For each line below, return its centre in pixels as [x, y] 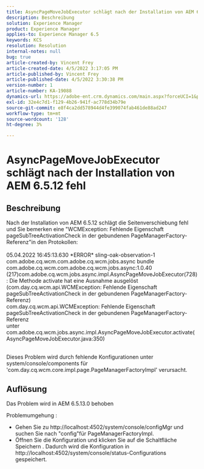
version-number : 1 [29, 86]
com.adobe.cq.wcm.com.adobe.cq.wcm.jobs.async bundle [80, 261]
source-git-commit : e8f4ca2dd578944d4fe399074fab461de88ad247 [87, 108]
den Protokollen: [58, 242]
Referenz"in [21, 242]
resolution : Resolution [36, 46]
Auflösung [27, 389]
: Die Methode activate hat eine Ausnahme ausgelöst [72, 281]
